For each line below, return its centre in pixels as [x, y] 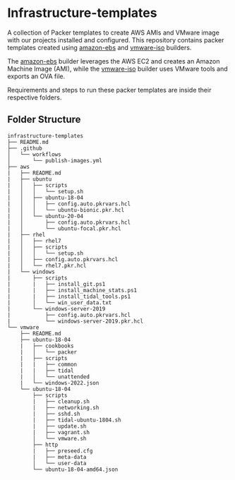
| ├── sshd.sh [56, 414]
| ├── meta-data [60, 457]
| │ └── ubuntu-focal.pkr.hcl [64, 228]
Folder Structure [44, 120]
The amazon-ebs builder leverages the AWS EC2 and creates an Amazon [114, 61]
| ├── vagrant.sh [61, 432]
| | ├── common [49, 364]
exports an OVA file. [36, 76]
